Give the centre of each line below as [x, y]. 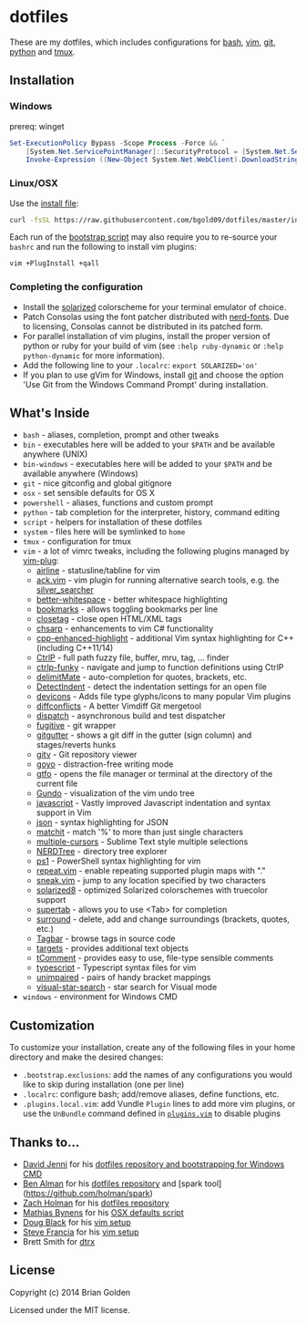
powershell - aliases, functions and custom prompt [118, 502]
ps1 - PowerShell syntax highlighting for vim [118, 861]
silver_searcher [65, 590]
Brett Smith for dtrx [59, 1242]
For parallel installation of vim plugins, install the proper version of [146, 336]
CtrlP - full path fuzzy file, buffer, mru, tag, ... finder [133, 657]
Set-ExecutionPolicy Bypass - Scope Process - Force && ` [117, 143]
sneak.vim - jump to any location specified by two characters [151, 881]
